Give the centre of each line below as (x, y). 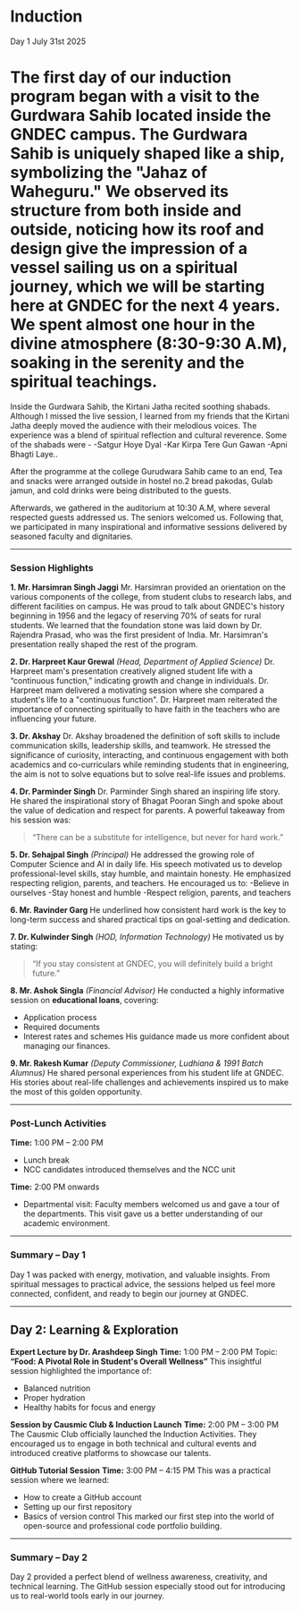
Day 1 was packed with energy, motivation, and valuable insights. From (140, 1274)
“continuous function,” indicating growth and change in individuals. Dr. (140, 681)
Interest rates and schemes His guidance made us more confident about (156, 1036)
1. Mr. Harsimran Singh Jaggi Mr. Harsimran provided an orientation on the (148, 587)
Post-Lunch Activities (58, 1123)
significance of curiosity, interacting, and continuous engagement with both (150, 755)
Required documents (62, 1027)
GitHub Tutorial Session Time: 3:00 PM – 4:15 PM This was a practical (141, 1470)
